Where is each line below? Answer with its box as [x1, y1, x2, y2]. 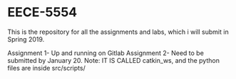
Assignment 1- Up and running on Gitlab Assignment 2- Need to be [7, 49, 205, 57]
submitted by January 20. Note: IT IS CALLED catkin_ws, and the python [7, 56, 220, 64]
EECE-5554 [7, 4, 78, 20]
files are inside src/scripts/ [7, 63, 86, 72]
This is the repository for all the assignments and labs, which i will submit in [7, 28, 230, 36]
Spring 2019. [7, 35, 45, 43]
